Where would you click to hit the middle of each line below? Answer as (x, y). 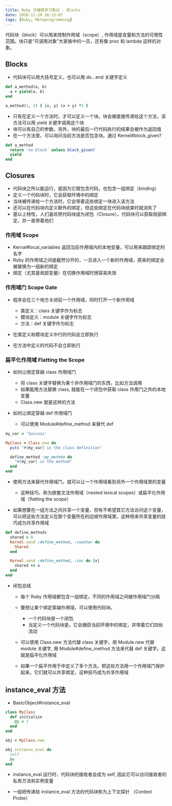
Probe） (21, 798)
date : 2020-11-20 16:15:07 (34, 15)
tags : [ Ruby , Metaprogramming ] (39, 20)
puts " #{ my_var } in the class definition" (56, 448)
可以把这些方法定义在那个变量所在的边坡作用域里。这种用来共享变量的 (87, 516)
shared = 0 (22, 537)
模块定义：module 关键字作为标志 (56, 317)
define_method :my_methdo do (41, 457)
